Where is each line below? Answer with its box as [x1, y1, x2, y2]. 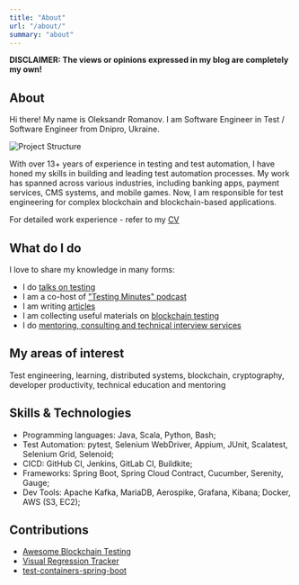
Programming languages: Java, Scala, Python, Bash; [22, 429, 216, 440]
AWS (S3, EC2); [22, 496, 81, 507]
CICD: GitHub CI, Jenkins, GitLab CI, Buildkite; [22, 458, 193, 469]
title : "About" [9, 13, 66, 22]
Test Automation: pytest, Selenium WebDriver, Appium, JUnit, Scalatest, [22, 438, 289, 450]
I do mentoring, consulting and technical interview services [22, 320, 242, 330]
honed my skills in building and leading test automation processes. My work [9, 168, 290, 179]
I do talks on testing [22, 282, 96, 292]
